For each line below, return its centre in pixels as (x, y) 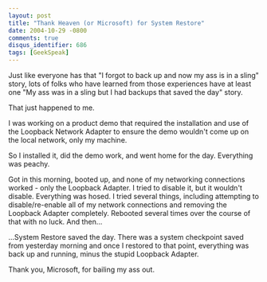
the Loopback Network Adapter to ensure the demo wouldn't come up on (129, 131)
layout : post (30, 16)
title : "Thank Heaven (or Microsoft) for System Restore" (106, 23)
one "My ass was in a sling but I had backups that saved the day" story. (126, 92)
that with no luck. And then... (55, 221)
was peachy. (29, 164)
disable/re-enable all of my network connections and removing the (118, 205)
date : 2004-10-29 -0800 (48, 30)
